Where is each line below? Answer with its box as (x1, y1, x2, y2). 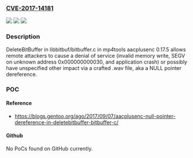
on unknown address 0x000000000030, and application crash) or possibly (6, 58, 188, 65)
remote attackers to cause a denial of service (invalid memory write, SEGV (6, 52, 185, 59)
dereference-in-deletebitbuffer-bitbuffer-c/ (14, 118, 119, 126)
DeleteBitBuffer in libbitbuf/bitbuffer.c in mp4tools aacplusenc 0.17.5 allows (6, 45, 186, 53)
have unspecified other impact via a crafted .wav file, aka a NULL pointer (6, 64, 182, 71)
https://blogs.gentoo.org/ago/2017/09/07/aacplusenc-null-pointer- (14, 113, 176, 120)
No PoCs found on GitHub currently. (6, 145, 93, 152)
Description (6, 33, 40, 41)
